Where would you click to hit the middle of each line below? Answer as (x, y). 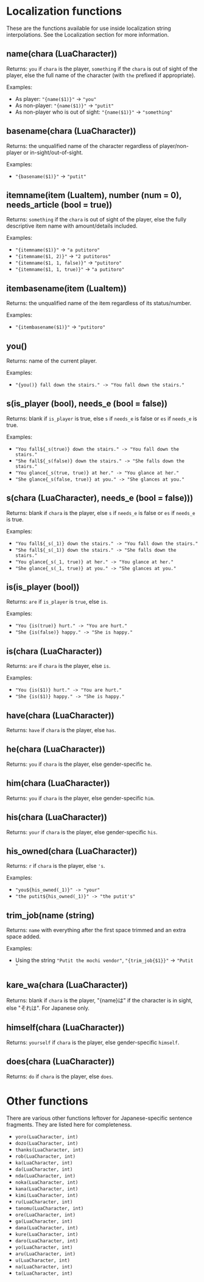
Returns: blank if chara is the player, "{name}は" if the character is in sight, (100, 1000)
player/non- (174, 146)
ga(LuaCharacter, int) (44, 1221)
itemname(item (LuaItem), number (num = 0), (94, 195)
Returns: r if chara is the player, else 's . (56, 866)
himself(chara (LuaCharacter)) (65, 1028)
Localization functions (64, 11)
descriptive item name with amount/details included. (72, 226)
